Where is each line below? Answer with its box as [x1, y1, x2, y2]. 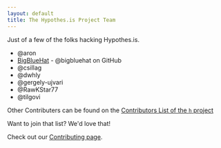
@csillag [17, 63, 42, 72]
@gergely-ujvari [17, 78, 64, 86]
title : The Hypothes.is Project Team [7, 17, 116, 23]
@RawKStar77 [17, 85, 59, 94]
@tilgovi [17, 92, 41, 101]
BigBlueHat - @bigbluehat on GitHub [17, 56, 122, 64]
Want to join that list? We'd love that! [7, 119, 111, 127]
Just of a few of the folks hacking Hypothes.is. [7, 35, 140, 43]
